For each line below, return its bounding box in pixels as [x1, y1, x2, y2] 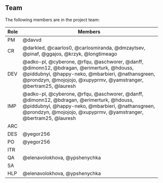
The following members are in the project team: [5, 17, 100, 22]
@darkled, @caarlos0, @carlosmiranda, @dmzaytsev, [22, 44, 146, 51]
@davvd [22, 36, 42, 43]
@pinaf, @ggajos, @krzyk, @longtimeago [22, 50, 117, 57]
